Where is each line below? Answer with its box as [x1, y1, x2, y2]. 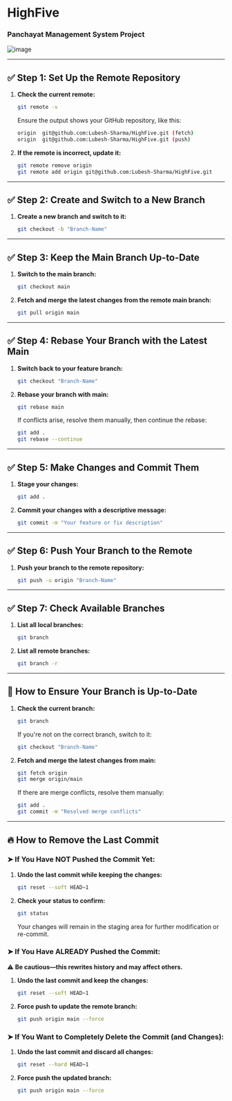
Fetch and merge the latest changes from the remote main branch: [17, 296, 212, 304]
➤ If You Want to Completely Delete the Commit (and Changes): [7, 1032, 224, 1041]
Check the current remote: [17, 90, 95, 98]
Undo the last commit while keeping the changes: [17, 870, 162, 879]
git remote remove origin [17, 161, 92, 169]
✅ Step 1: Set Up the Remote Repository [7, 71, 181, 84]
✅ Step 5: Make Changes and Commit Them [7, 461, 200, 473]
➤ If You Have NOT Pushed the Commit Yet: [7, 854, 155, 864]
